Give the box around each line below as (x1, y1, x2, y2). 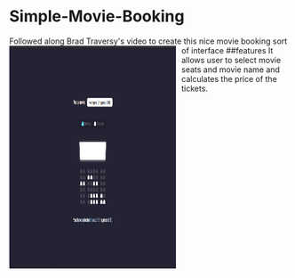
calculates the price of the (181, 73, 277, 84)
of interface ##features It (181, 45, 274, 55)
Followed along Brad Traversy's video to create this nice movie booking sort (9, 36, 288, 46)
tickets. (181, 83, 209, 94)
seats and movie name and (181, 64, 280, 75)
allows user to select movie (181, 54, 282, 65)
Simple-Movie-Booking (9, 6, 185, 27)
